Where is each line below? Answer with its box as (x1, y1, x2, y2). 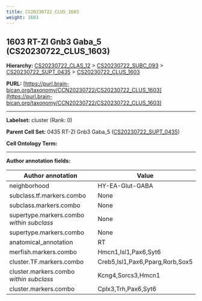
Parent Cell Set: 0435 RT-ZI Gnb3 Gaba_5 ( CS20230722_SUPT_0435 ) (6, 128, 180, 135)
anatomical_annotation (9, 238, 73, 247)
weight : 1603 (6, 14, 39, 20)
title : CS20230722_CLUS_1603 (6, 8, 79, 15)
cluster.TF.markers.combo (9, 258, 84, 266)
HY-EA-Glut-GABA (97, 182, 153, 190)
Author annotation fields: (6, 157, 71, 164)
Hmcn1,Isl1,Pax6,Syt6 (97, 248, 161, 256)
